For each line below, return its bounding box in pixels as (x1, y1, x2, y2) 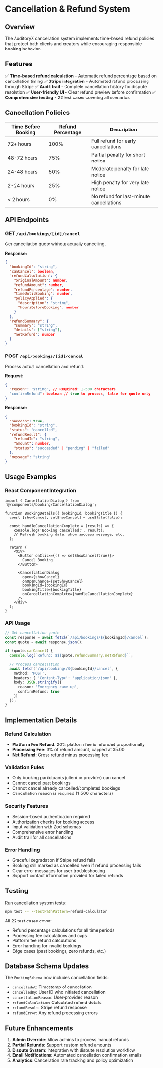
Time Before (11, 123, 40, 129)
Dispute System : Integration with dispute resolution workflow (12, 1047, 135, 1053)
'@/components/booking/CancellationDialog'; (5, 502, 97, 507)
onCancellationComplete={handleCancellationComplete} (22, 592, 133, 597)
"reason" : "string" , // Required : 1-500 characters (9, 387, 116, 392)
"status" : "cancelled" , (9, 428, 57, 433)
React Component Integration (5, 487, 77, 494)
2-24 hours (7, 182, 35, 189)
